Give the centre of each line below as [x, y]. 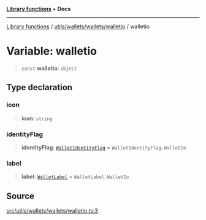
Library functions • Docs [39, 9]
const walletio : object [49, 68]
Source [21, 196]
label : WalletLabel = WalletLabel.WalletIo [75, 176]
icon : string [37, 118]
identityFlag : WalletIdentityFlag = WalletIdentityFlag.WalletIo [104, 147]
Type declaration [39, 87]
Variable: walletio [51, 51]
